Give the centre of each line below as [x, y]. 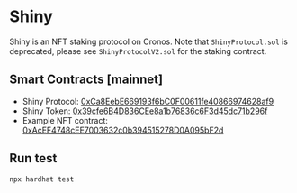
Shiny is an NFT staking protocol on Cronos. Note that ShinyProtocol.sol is [148, 41]
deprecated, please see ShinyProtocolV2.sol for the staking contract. [138, 51]
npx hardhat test [42, 179]
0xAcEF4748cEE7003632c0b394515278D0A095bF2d [123, 130]
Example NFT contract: [65, 120]
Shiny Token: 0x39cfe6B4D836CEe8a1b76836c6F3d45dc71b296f [145, 111]
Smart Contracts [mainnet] [86, 80]
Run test [33, 158]
